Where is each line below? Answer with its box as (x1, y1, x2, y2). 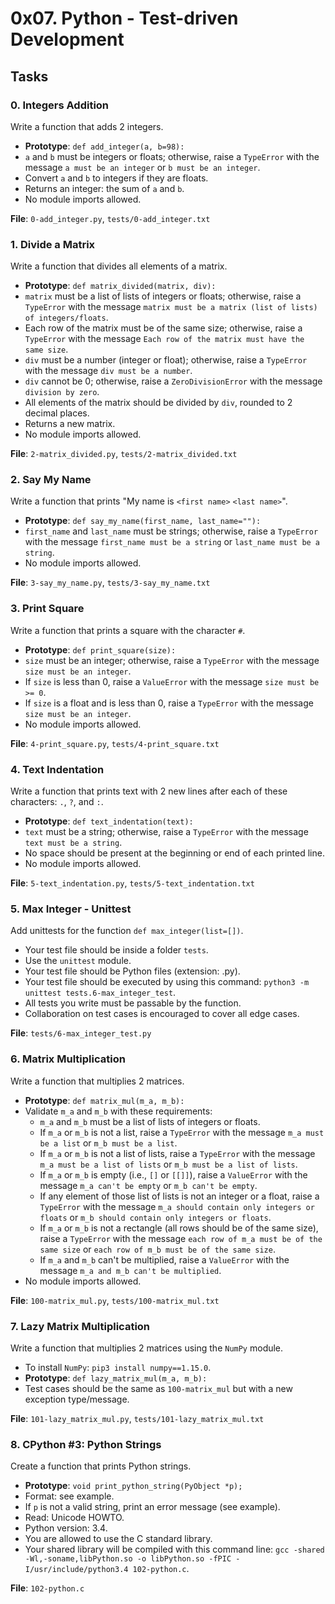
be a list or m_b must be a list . (39, 1137, 178, 1149)
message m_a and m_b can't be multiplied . (39, 1264, 222, 1276)
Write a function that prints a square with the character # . (10, 624, 246, 636)
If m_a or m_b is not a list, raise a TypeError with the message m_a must (39, 1126, 325, 1138)
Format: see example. (24, 1490, 115, 1502)
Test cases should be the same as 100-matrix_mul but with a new (24, 1382, 293, 1394)
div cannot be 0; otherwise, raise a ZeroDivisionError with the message (24, 375, 323, 387)
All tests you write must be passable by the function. (24, 997, 242, 1009)
